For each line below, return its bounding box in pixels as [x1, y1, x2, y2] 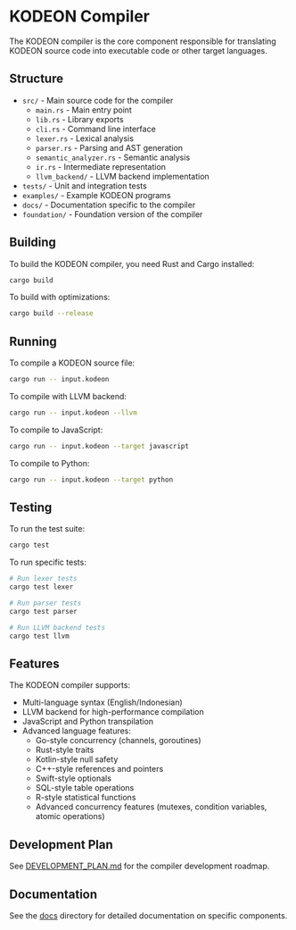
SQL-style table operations [35, 783, 135, 793]
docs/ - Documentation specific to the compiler [21, 199, 196, 210]
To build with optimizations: [9, 292, 111, 303]
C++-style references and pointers [35, 764, 164, 775]
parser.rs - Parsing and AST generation [35, 142, 184, 153]
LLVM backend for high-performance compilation [21, 707, 205, 717]
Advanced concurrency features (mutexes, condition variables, [35, 801, 267, 812]
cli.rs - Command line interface [35, 123, 156, 134]
